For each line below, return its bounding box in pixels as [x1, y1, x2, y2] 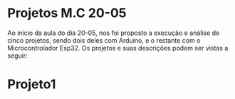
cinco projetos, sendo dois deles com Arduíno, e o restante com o [7, 36, 201, 44]
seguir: [7, 51, 28, 60]
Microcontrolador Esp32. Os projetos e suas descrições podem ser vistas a [7, 43, 229, 52]
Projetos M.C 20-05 [7, 5, 127, 21]
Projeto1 [7, 76, 56, 93]
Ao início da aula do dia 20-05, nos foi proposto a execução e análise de [7, 28, 220, 37]
